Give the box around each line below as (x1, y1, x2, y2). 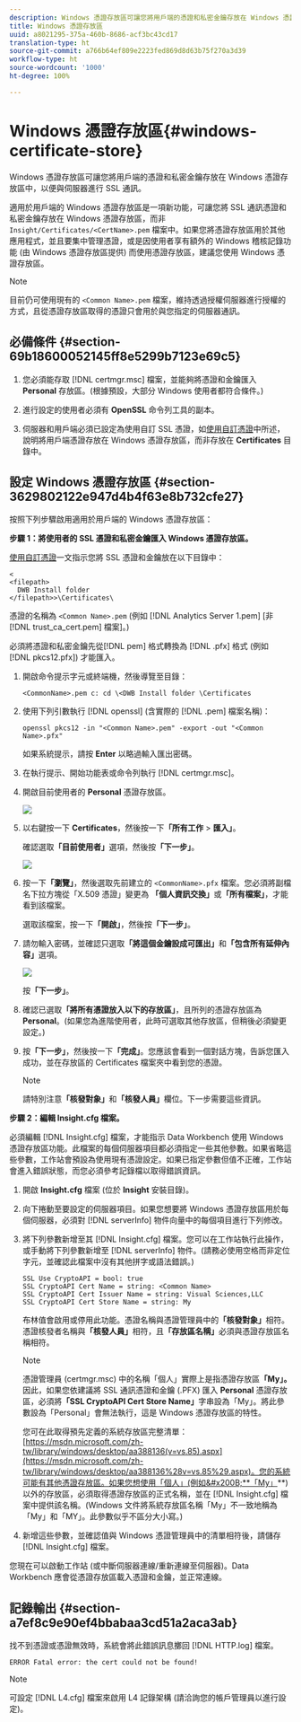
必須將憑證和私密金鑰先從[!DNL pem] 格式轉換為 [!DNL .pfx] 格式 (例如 (9, 641, 269, 652)
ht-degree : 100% (9, 72, 70, 81)
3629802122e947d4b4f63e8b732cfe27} (9, 488, 245, 504)
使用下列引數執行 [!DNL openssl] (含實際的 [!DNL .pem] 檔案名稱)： (21, 706, 271, 716)
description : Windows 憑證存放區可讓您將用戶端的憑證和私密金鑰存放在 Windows (9, 13, 279, 22)
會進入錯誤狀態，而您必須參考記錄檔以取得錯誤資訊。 (9, 1165, 206, 1176)
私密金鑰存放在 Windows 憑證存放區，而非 (9, 213, 166, 224)
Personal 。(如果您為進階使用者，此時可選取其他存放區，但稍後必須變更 (21, 1015, 287, 1026)
